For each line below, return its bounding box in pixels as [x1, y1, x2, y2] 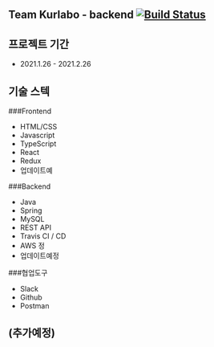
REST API [19, 222, 52, 233]
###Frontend [8, 106, 52, 116]
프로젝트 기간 [8, 37, 70, 51]
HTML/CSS [19, 122, 58, 132]
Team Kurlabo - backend [8, 8, 135, 22]
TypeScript [19, 139, 57, 149]
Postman [19, 301, 50, 311]
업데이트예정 [19, 251, 60, 261]
